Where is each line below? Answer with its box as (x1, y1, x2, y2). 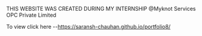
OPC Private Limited (6, 11, 56, 19)
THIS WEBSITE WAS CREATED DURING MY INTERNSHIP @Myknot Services (6, 5, 196, 12)
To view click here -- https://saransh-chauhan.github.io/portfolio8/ (6, 23, 171, 30)
